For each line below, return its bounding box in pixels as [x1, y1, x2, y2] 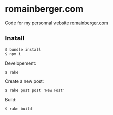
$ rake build [5, 106, 32, 111]
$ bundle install [5, 47, 41, 52]
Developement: [5, 60, 36, 66]
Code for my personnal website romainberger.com [5, 20, 108, 26]
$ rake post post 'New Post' [5, 88, 65, 93]
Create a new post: [5, 78, 44, 84]
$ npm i [5, 51, 21, 56]
